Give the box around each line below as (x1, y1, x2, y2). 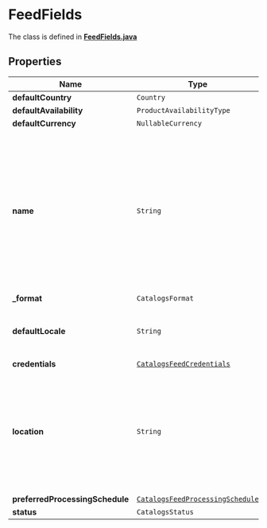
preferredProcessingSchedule (12, 493, 130, 504)
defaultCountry (12, 91, 72, 103)
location (12, 425, 44, 437)
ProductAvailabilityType (136, 106, 230, 115)
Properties (8, 55, 62, 68)
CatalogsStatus (136, 507, 195, 516)
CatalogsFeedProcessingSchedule (136, 495, 260, 503)
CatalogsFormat (136, 293, 195, 303)
